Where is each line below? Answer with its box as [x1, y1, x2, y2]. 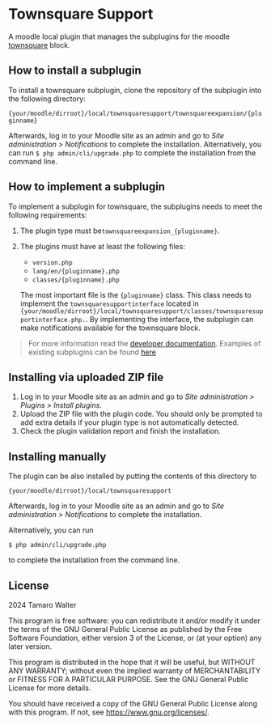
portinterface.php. [19, 316, 87, 324]
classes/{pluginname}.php [32, 276, 120, 284]
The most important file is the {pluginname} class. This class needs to [19, 290, 252, 299]
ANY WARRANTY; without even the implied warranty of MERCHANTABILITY [8, 666, 261, 676]
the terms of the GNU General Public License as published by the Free [8, 625, 243, 634]
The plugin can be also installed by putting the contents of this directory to [8, 471, 257, 481]
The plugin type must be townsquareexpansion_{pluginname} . [19, 226, 220, 235]
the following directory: [8, 94, 87, 104]
